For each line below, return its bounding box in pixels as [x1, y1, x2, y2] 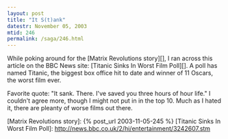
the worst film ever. [7, 76, 62, 84]
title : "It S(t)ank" [7, 16, 66, 23]
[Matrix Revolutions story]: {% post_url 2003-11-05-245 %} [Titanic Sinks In [7, 117, 221, 125]
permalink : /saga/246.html [7, 36, 84, 42]
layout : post [7, 10, 45, 17]
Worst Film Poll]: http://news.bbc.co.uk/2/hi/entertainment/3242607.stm [7, 125, 211, 133]
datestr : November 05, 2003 [7, 23, 88, 29]
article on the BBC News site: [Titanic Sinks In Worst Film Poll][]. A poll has [7, 62, 218, 70]
